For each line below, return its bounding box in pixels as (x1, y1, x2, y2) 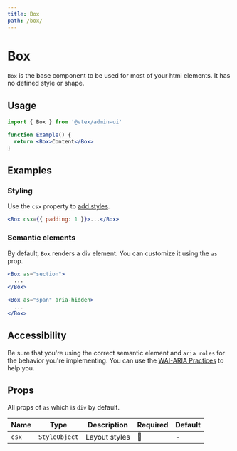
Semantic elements (7, 233, 76, 243)
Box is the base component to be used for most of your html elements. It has (7, 71, 231, 80)
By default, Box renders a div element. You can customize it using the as (7, 249, 218, 258)
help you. (7, 363, 35, 372)
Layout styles (85, 432, 130, 442)
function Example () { (7, 131, 72, 139)
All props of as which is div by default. (7, 403, 120, 412)
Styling (7, 186, 33, 196)
